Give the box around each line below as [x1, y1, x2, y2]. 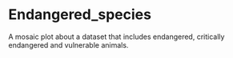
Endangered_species [8, 6, 152, 24]
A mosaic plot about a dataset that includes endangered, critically [8, 32, 225, 41]
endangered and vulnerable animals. [8, 40, 129, 49]
